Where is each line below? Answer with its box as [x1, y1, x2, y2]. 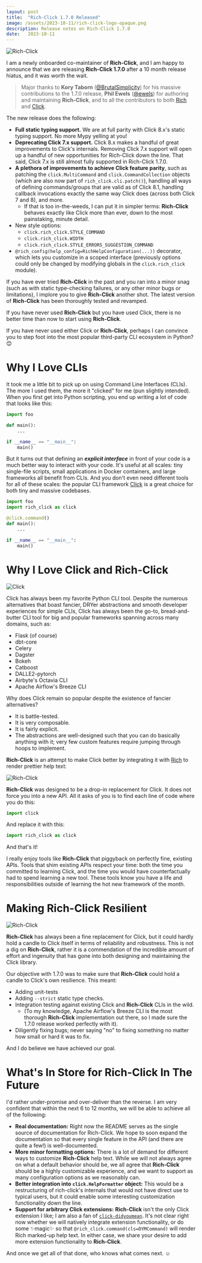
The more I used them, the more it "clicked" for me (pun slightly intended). [6, 387, 191, 394]
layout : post [6, 8, 39, 15]
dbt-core [14, 638, 37, 645]
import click [6, 810, 39, 816]
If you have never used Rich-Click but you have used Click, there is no [6, 309, 182, 316]
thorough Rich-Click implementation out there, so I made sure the [23, 1014, 188, 1021]
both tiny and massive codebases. [6, 487, 91, 495]
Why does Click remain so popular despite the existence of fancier [6, 695, 171, 702]
